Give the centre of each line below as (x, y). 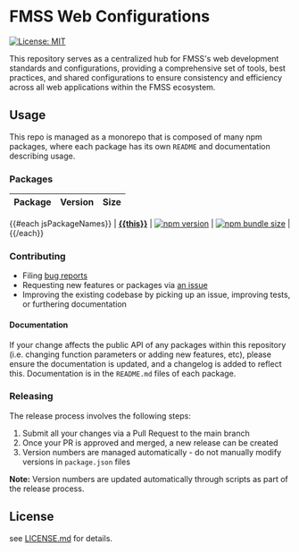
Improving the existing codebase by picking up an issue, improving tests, (156, 295)
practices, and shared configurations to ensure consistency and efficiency (146, 77)
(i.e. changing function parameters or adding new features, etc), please (141, 354)
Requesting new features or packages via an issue (115, 285)
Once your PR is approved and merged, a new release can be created (150, 442)
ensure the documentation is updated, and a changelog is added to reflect (145, 363)
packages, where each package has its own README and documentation (140, 146)
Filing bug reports (54, 276)
